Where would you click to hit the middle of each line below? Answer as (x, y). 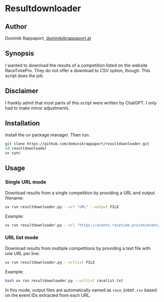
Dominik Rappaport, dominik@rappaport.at (48, 38)
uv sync (13, 153)
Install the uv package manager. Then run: (48, 135)
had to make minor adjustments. (37, 108)
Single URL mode (26, 182)
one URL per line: (22, 253)
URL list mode (22, 238)
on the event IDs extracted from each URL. (48, 295)
